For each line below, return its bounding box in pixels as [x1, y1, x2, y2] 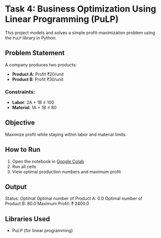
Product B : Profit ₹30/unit [12, 76, 64, 82]
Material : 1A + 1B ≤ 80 [12, 105, 57, 111]
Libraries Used [5, 215, 50, 223]
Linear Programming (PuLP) [5, 14, 119, 25]
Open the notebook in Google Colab [12, 159, 84, 164]
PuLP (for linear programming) [12, 228, 73, 234]
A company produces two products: [5, 62, 77, 67]
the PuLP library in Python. [5, 35, 57, 41]
